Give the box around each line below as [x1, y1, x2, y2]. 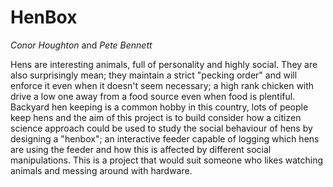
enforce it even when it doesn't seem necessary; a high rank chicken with [10, 79, 315, 91]
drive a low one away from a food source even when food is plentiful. [10, 90, 296, 102]
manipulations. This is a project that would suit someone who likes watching [10, 154, 324, 166]
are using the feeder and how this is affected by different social [10, 143, 272, 155]
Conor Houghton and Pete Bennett [10, 39, 153, 51]
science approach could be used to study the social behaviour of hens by [10, 122, 313, 134]
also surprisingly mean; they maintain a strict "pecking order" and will [10, 69, 298, 81]
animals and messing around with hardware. [10, 164, 193, 176]
